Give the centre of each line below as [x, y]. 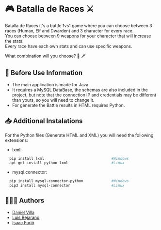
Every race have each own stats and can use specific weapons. [69, 46]
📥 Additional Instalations [44, 121]
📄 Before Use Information [44, 73]
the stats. [14, 41]
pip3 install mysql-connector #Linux [67, 186]
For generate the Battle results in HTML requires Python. [68, 105]
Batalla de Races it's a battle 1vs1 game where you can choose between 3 [79, 25]
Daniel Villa [23, 212]
